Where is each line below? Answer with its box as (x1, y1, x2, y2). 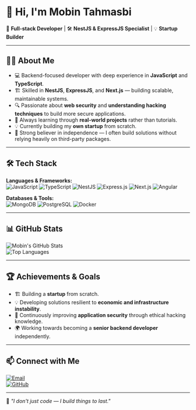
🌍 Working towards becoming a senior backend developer (14, 325, 159, 332)
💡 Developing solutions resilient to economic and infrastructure (14, 299, 169, 306)
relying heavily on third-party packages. (14, 135, 111, 142)
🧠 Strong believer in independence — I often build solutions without (14, 129, 177, 136)
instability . (14, 305, 41, 312)
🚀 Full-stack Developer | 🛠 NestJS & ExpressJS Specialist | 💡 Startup (6, 25, 178, 32)
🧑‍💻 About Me (6, 56, 55, 66)
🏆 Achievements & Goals (6, 271, 100, 281)
